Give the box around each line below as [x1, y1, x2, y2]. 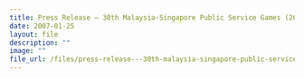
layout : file [9, 30, 59, 39]
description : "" [9, 38, 71, 48]
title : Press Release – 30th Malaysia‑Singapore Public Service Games [9, 13, 281, 22]
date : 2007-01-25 [9, 22, 75, 30]
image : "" [9, 47, 47, 56]
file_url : [9, 55, 47, 64]
